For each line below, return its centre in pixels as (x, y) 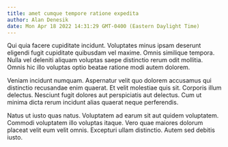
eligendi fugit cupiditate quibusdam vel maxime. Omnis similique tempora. (111, 53)
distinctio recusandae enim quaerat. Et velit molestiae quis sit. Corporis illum (114, 88)
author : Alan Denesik (38, 20)
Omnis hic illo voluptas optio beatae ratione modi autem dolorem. (99, 67)
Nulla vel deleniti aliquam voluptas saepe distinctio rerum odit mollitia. (105, 60)
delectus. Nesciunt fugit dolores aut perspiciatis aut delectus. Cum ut (104, 95)
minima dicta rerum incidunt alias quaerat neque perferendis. (93, 103)
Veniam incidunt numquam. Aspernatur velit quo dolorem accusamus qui (109, 81)
